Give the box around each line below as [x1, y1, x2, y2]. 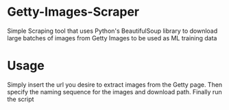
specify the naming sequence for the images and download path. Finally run [7, 87, 222, 96]
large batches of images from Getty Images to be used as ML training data [7, 33, 217, 42]
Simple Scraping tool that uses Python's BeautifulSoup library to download [7, 27, 218, 35]
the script [7, 95, 34, 103]
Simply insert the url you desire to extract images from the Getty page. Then [7, 80, 223, 89]
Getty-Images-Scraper [7, 4, 139, 20]
